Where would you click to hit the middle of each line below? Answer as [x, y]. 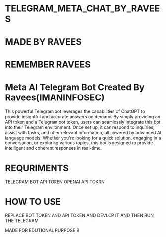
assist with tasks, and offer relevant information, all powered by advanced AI [83, 132]
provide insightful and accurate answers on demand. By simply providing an [83, 116]
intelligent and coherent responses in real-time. [54, 148]
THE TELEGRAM [22, 221]
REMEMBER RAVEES [48, 64]
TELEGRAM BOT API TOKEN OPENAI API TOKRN [55, 182]
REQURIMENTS [37, 168]
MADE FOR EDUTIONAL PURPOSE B [42, 230]
